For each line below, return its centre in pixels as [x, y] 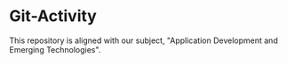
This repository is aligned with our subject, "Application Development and [143, 40]
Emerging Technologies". [55, 49]
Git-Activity [53, 16]
